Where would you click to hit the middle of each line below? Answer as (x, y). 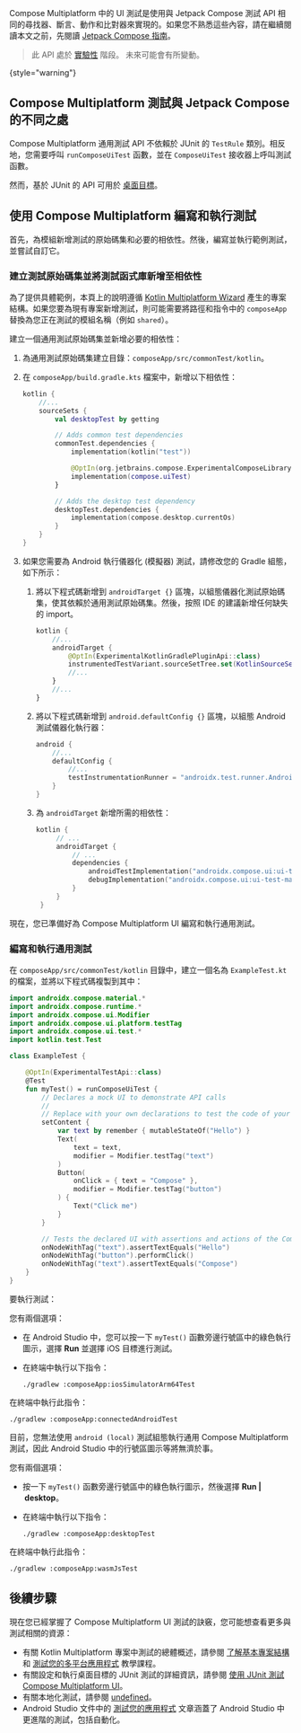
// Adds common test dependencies (119, 435)
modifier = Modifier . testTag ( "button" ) (147, 1189)
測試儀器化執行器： (71, 727)
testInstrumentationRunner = (122, 778)
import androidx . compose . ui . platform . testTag (95, 1023)
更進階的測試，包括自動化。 (73, 1720)
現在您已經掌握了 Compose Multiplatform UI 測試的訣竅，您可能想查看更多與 (150, 1622)
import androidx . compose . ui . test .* (76, 1031)
